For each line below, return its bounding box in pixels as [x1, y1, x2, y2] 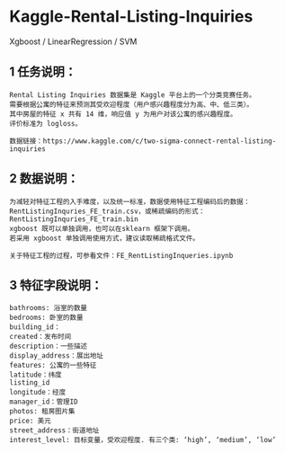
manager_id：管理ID [9, 397, 78, 406]
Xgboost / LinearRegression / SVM [9, 36, 138, 47]
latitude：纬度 [9, 370, 62, 379]
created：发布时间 [9, 333, 72, 342]
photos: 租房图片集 [9, 407, 76, 416]
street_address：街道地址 [9, 426, 100, 435]
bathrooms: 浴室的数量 [9, 304, 88, 313]
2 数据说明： [9, 171, 79, 186]
